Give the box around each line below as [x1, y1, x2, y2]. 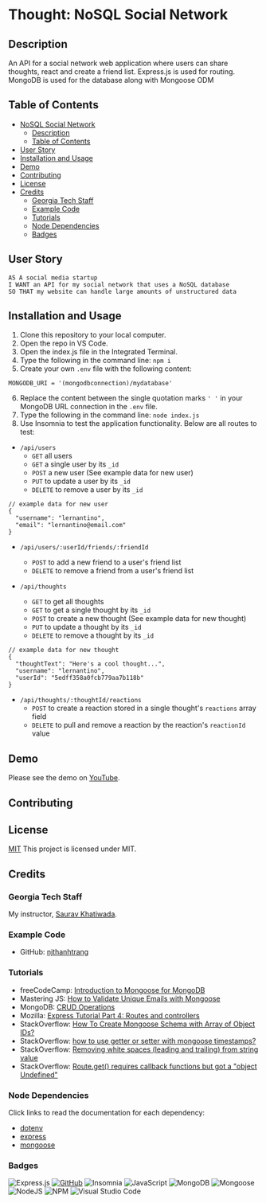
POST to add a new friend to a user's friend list [31, 557, 182, 567]
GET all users [31, 451, 73, 461]
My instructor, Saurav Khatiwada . [8, 909, 118, 919]
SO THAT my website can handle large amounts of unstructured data [8, 287, 237, 295]
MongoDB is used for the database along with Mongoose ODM [8, 76, 214, 84]
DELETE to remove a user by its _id [31, 485, 143, 494]
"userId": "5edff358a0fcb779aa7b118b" [15, 674, 145, 682]
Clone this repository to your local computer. [19, 330, 166, 340]
